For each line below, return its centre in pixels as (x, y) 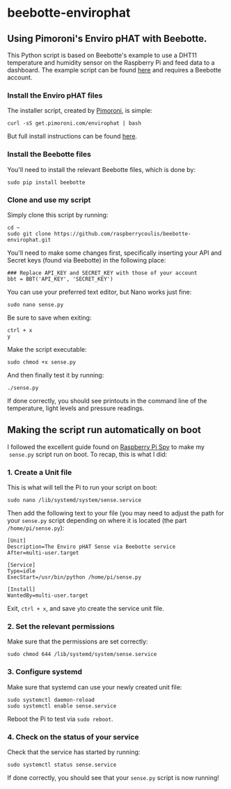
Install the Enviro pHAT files (55, 95)
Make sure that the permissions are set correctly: (78, 641)
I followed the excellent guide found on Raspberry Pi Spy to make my (106, 446)
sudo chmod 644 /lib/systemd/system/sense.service (82, 655)
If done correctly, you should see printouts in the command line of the (107, 400)
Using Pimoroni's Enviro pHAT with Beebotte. (107, 39)
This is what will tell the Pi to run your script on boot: (82, 487)
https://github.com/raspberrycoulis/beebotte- (122, 234)
